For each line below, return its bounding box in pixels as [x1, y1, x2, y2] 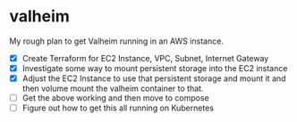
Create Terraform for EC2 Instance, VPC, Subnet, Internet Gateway [21, 53, 269, 63]
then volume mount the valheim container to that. [21, 83, 204, 94]
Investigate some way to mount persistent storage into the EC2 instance [21, 63, 288, 73]
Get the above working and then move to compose [21, 93, 209, 103]
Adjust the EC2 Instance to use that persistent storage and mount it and [21, 73, 286, 84]
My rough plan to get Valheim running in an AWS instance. [9, 36, 224, 46]
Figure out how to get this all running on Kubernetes [21, 102, 215, 113]
